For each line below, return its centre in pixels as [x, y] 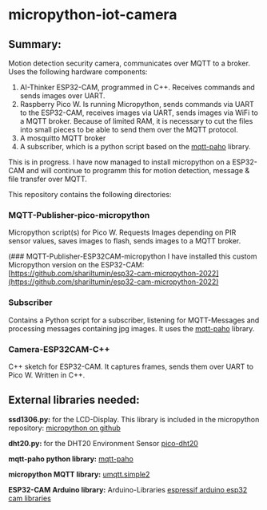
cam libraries [30, 498]
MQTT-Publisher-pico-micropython [79, 215]
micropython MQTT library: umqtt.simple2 [79, 474]
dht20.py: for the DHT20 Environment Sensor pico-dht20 [103, 443]
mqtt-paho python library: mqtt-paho [71, 459]
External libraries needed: [74, 400]
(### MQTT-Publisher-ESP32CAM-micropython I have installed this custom [133, 256]
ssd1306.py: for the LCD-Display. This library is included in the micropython [134, 419]
